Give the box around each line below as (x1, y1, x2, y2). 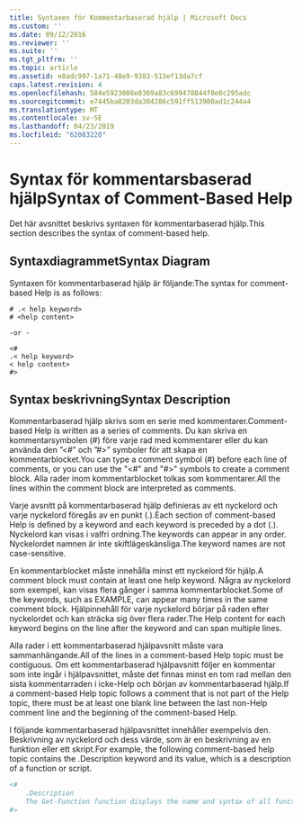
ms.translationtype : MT (9, 105, 99, 114)
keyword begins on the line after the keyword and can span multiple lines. (9, 623, 282, 634)
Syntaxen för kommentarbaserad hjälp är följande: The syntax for (9, 277, 249, 288)
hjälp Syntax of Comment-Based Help (9, 188, 293, 209)
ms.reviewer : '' (9, 38, 70, 48)
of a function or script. (9, 763, 93, 774)
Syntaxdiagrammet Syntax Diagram (9, 254, 211, 269)
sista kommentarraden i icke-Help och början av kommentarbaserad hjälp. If (9, 679, 289, 690)
